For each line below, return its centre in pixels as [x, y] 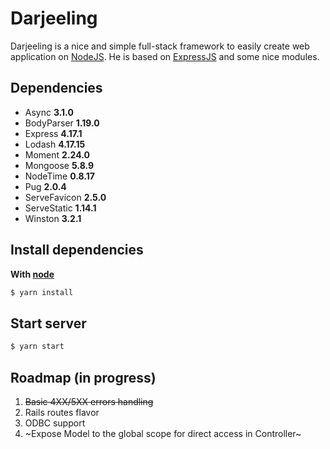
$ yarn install [42, 292]
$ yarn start [37, 347]
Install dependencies [77, 250]
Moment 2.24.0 [57, 154]
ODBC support [55, 423]
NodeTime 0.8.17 [59, 176]
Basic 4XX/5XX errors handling [89, 401]
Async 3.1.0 [49, 112]
